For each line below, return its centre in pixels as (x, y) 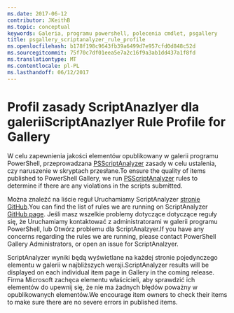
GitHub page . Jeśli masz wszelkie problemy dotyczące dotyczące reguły (112, 214)
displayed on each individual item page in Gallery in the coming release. (111, 272)
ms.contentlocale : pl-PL (43, 66)
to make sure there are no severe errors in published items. (92, 302)
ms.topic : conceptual (39, 27)
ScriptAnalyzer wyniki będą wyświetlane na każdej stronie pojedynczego (113, 258)
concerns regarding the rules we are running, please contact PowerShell (112, 237)
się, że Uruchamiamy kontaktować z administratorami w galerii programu (112, 222)
